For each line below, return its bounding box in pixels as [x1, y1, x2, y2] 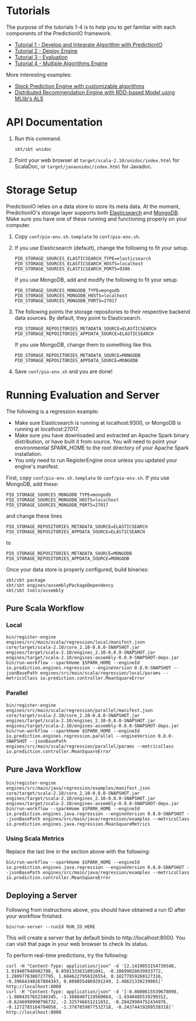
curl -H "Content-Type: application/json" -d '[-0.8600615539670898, [6, 989, 180, 995]
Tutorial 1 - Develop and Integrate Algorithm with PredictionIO [14, 41, 163, 48]
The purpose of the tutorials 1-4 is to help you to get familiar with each [6, 23, 176, 31]
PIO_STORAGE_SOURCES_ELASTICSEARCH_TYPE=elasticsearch [14, 255, 152, 262]
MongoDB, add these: [6, 480, 59, 488]
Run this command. [14, 135, 61, 142]
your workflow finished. [6, 912, 63, 919]
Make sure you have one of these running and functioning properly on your [6, 215, 187, 222]
